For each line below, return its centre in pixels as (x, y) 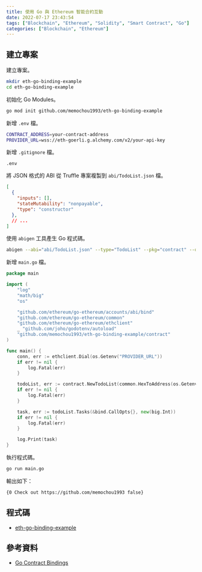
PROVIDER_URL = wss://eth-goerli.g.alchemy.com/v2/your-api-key (86, 140)
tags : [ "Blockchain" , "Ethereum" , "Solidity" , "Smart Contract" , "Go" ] (98, 23)
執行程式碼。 (22, 458)
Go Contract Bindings (41, 563)
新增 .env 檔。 (24, 123)
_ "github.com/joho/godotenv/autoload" (67, 329)
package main (23, 274)
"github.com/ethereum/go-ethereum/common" (71, 318)
